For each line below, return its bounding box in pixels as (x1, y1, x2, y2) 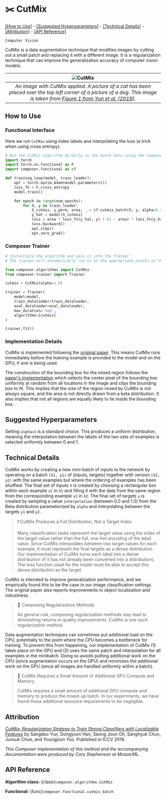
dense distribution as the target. (17, 567, 83, 573)
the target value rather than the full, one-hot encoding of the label (17, 535, 152, 541)
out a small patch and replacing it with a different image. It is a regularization (5, 52, 161, 58)
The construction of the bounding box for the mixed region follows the (5, 369, 148, 375)
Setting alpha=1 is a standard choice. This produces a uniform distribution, (5, 429, 157, 435)
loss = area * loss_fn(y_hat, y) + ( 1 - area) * (31, 217, 134, 222)
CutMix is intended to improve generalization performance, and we (5, 576, 141, 582)
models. (5, 62, 22, 68)
